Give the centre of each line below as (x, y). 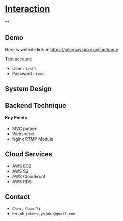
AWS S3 (20, 171)
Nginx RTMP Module (33, 139)
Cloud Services (29, 154)
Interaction (28, 9)
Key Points (16, 118)
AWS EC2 (22, 166)
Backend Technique (36, 105)
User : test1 (24, 68)
